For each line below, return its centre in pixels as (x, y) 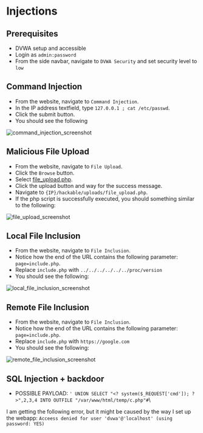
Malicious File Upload (48, 152)
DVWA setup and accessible (50, 48)
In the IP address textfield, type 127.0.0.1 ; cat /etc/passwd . (92, 108)
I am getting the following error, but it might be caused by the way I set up (99, 412)
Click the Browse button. (45, 173)
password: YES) (26, 424)
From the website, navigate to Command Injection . (77, 101)
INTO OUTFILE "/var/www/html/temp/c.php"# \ (95, 400)
